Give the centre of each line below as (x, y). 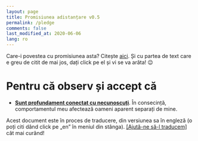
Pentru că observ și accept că (81, 86)
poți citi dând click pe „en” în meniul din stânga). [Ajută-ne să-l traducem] (97, 126)
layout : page (22, 12)
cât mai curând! (25, 133)
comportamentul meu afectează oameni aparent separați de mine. (96, 109)
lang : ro (17, 39)
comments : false (26, 28)
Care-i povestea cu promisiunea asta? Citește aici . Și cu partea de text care (99, 56)
